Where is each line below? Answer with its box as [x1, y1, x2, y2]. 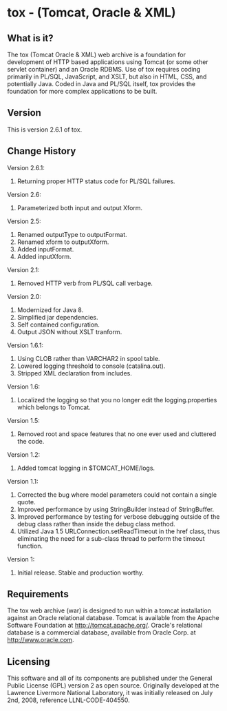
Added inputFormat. [17, 245, 74, 253]
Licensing [7, 656, 50, 668]
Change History [7, 145, 76, 157]
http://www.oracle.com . [7, 636, 74, 644]
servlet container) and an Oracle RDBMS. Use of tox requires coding [7, 65, 201, 73]
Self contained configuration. [17, 320, 100, 329]
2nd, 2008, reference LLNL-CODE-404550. [7, 696, 131, 704]
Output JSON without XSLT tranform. [17, 327, 122, 336]
